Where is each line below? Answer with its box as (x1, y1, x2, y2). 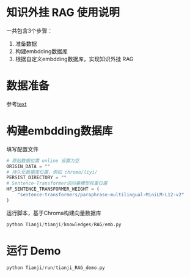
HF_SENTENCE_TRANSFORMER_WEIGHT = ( (6, 186, 100, 193)
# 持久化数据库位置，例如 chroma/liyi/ (6, 169, 98, 175)
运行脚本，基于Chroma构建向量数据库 (6, 209, 102, 216)
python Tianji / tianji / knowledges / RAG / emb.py (6, 221, 122, 227)
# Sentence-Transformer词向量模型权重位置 (6, 180, 108, 187)
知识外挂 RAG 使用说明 (6, 6, 120, 20)
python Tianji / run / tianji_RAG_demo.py (6, 264, 105, 271)
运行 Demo (6, 244, 61, 257)
